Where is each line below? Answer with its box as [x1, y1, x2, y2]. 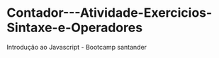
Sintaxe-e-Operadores [6, 20, 143, 36]
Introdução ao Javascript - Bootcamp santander [6, 43, 147, 51]
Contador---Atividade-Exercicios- [6, 5, 213, 21]
